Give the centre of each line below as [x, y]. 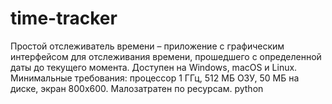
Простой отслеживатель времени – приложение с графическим [147, 46]
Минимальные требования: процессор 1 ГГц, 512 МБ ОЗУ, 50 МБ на [155, 78]
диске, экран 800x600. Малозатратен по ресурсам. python [137, 88]
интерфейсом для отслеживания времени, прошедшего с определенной [166, 56]
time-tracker [64, 18]
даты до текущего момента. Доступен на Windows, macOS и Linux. [154, 67]
